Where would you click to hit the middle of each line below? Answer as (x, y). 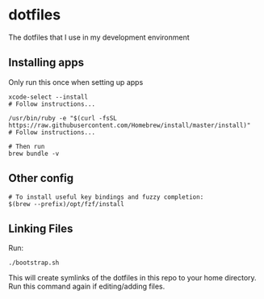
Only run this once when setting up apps (76, 82)
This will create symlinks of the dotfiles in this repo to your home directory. (132, 278)
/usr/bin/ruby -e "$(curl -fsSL (63, 118)
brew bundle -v (34, 154)
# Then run (27, 146)
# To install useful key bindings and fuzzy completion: (106, 197)
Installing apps (46, 63)
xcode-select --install (48, 97)
